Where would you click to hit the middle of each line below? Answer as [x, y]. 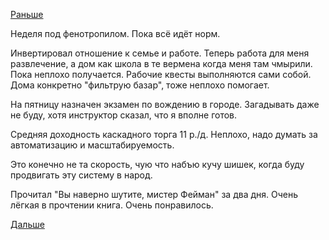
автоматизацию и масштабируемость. [92, 145]
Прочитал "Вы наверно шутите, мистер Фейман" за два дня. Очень [154, 194]
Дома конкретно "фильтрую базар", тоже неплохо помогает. [140, 85]
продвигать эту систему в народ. [81, 175]
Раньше [27, 14]
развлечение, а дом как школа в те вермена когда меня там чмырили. [161, 63]
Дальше [27, 224]
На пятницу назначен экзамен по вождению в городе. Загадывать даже [165, 104]
